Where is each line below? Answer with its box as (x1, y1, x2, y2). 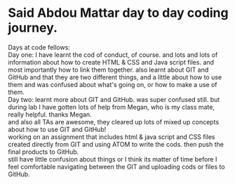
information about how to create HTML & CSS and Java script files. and (8, 58, 215, 66)
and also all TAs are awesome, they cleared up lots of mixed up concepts (8, 117, 220, 126)
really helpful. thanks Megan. (8, 110, 92, 119)
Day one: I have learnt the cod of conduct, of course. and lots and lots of (8, 51, 218, 59)
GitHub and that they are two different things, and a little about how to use (8, 72, 222, 81)
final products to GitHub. (8, 147, 79, 156)
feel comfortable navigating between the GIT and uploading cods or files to (8, 162, 225, 171)
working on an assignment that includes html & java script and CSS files (8, 132, 215, 141)
